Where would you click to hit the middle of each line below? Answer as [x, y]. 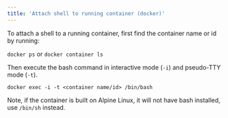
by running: [23, 40]
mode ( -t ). [22, 75]
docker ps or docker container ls [55, 54]
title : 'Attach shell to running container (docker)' [86, 13]
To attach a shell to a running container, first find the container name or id [112, 33]
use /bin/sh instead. [36, 107]
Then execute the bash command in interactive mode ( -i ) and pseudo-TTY [114, 67]
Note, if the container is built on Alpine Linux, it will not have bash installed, [114, 100]
